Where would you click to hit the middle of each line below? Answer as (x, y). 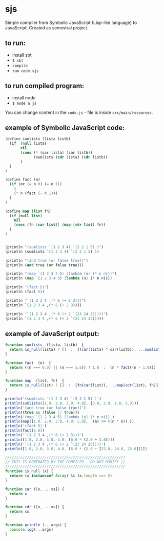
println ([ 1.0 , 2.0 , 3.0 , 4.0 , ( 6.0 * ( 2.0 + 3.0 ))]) (60, 440)
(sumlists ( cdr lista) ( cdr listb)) (71, 157)
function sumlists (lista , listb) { (44, 345)
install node (24, 98)
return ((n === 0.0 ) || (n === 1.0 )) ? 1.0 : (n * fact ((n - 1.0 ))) (83, 367)
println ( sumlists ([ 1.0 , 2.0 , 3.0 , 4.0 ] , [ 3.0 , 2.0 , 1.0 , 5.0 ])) (72, 403)
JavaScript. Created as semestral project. (47, 27)
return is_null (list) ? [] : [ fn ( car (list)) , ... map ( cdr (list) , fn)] (84, 385)
